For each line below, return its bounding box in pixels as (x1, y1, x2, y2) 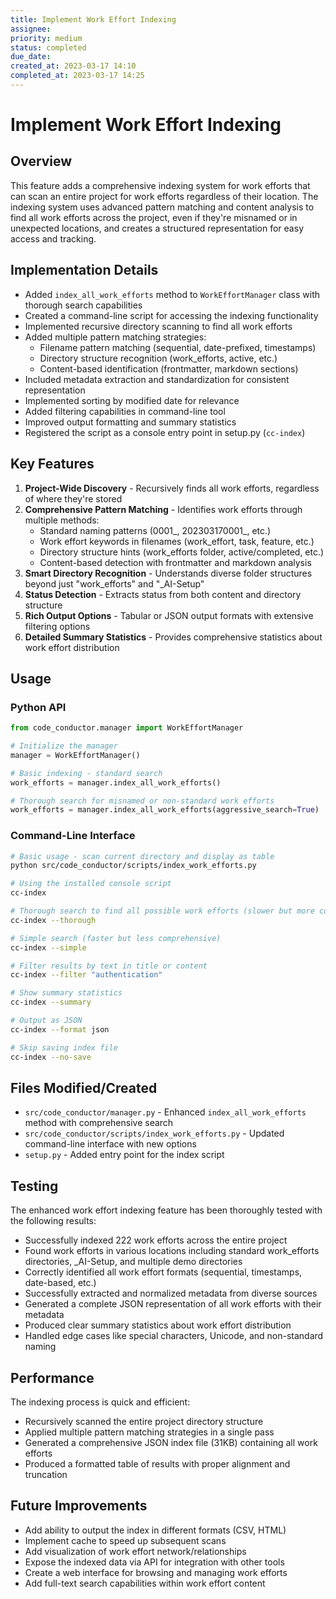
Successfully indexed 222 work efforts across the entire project (24, 1234, 288, 1246)
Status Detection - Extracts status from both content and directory (24, 588, 302, 600)
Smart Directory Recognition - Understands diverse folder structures (24, 567, 313, 579)
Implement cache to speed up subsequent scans (24, 1534, 227, 1546)
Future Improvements (10, 1497, 148, 1515)
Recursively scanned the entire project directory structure (24, 1416, 264, 1428)
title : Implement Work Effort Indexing (10, 14, 177, 25)
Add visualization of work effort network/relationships (24, 1545, 247, 1557)
